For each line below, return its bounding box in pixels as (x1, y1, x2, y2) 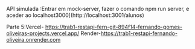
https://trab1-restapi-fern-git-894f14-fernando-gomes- (45, 24, 183, 30)
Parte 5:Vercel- (6, 24, 44, 30)
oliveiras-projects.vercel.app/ (6, 30, 80, 37)
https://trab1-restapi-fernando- (100, 30, 178, 37)
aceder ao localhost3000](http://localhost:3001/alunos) (6, 11, 145, 19)
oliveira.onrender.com (6, 36, 61, 43)
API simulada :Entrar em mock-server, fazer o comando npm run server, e (6, 5, 190, 12)
